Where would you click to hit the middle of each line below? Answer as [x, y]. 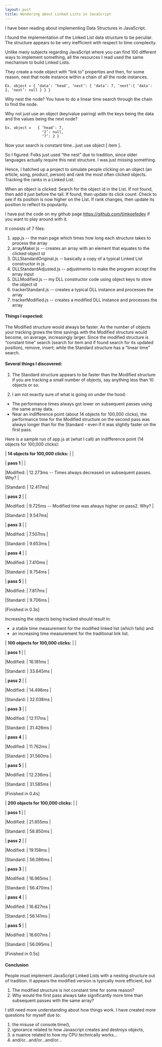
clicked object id [28, 253]
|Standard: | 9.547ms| [27, 515]
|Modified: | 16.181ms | [27, 662]
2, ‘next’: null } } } [28, 90]
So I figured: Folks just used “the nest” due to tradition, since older [71, 155]
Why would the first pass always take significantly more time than [77, 995]
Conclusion [17, 965]
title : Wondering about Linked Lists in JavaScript [58, 14]
